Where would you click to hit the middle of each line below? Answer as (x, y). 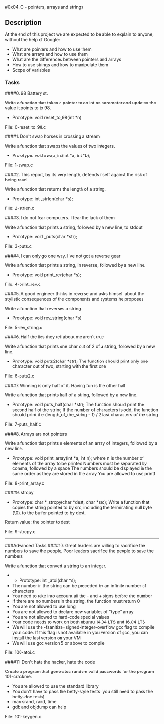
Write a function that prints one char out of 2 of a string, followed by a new (80, 347)
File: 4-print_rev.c (23, 284)
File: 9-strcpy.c (20, 532)
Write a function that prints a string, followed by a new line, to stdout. (74, 227)
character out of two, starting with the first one (59, 366)
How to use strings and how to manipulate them (60, 65)
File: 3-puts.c (18, 246)
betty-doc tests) (28, 697)
